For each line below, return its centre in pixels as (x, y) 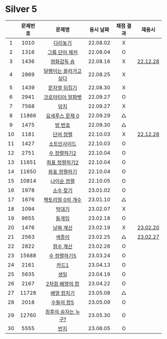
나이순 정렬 (63, 181)
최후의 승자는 (60, 312)
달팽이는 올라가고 (63, 71)
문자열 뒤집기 (63, 88)
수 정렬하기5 (63, 256)
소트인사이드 (63, 144)
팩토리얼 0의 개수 (63, 200)
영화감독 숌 (63, 62)
